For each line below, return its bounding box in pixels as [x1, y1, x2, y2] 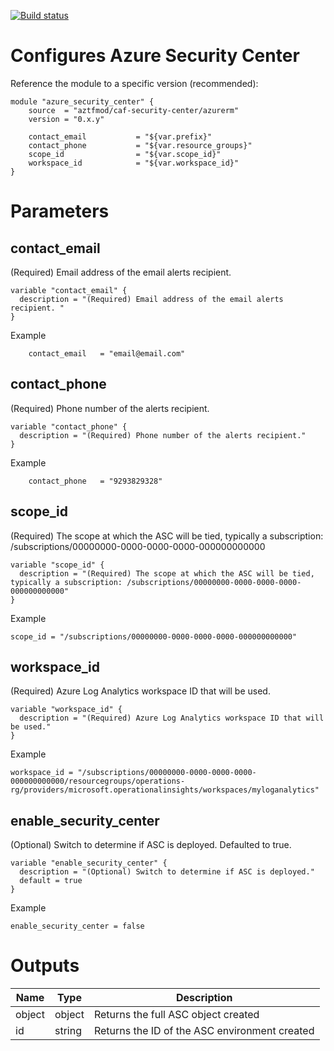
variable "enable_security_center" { [10, 858, 168, 869]
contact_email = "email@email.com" [28, 348, 186, 359]
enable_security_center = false [10, 921, 145, 932]
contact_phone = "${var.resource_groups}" [28, 140, 253, 150]
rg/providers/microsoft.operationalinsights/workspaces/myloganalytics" [10, 785, 320, 795]
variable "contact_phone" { [10, 421, 128, 432]
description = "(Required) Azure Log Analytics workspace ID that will [19, 713, 325, 724]
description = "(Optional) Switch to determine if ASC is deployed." [19, 867, 315, 877]
